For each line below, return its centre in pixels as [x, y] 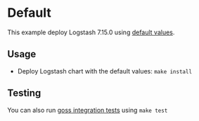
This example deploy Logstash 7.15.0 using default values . [91, 32]
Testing [24, 93]
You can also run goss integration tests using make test [88, 110]
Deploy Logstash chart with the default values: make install [104, 71]
